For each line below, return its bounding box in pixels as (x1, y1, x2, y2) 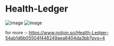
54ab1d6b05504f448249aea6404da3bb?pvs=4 (5, 35, 105, 41)
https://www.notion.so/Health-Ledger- (28, 29, 109, 35)
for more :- (5, 29, 28, 35)
